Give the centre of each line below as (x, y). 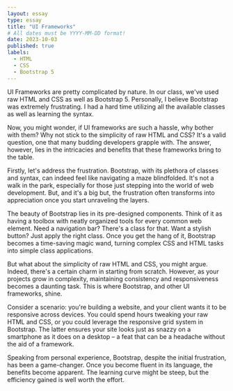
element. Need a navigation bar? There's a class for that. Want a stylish (109, 228)
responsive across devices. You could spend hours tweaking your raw (108, 314)
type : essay (24, 20)
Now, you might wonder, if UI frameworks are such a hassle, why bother (111, 127)
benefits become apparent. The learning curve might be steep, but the (108, 372)
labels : (18, 53)
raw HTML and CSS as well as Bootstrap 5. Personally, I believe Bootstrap (113, 99)
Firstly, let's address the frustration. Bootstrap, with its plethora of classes (113, 170)
